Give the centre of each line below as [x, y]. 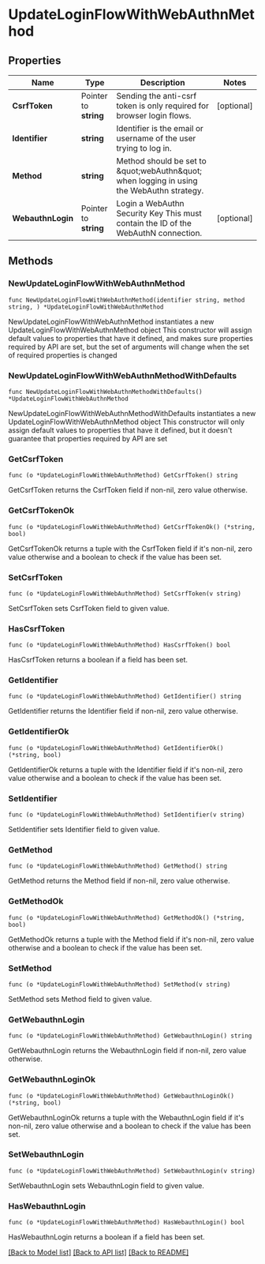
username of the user [156, 138]
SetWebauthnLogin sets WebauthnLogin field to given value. [106, 1185]
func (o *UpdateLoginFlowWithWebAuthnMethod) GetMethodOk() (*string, [127, 917]
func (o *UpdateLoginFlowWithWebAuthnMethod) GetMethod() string [118, 866]
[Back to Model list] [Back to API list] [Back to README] [99, 1252]
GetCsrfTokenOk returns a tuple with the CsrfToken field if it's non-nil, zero [130, 548]
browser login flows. [154, 116]
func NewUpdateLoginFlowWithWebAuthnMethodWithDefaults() [105, 392]
